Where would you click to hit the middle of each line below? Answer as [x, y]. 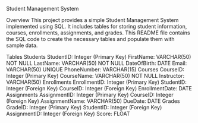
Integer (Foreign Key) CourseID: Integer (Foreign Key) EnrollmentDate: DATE [99, 88]
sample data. [22, 45]
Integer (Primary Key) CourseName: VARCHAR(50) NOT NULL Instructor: [95, 76]
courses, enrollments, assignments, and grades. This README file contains [98, 33]
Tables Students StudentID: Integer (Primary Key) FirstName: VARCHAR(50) [99, 57]
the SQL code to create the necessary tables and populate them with [90, 39]
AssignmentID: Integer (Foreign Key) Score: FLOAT [68, 113]
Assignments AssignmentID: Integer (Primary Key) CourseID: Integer [90, 95]
